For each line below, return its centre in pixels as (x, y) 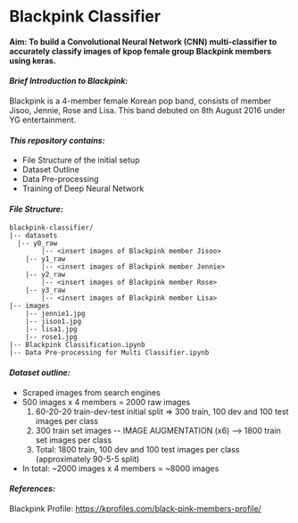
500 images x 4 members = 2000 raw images (106, 402)
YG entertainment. (43, 120)
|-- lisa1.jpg (51, 329)
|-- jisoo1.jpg (54, 322)
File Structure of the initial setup (81, 160)
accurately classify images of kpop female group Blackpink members (141, 51)
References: (33, 489)
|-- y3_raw (46, 291)
